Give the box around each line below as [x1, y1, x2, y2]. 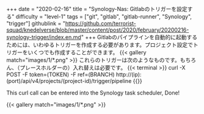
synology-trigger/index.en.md [6, 34, 81, 41]
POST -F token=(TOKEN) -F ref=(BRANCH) [6, 71, 115, 78]
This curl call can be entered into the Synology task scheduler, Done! [6, 89, 180, 96]
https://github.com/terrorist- [65, 20, 136, 27]
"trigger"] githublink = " [6, 20, 66, 27]
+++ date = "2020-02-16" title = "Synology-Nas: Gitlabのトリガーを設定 [6, 5, 188, 12]
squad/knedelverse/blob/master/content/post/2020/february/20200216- [6, 26, 189, 34]
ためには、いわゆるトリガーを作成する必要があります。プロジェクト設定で [6, 41, 194, 48]
